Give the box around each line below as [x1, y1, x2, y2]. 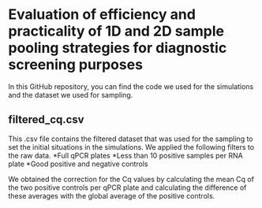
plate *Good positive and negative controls [8, 159, 148, 169]
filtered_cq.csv [8, 113, 84, 127]
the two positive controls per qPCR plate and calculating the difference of [8, 183, 247, 192]
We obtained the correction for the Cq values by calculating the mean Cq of [8, 174, 255, 184]
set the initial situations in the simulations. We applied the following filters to [8, 142, 255, 151]
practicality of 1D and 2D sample [8, 22, 225, 40]
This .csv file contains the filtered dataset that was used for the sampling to [8, 134, 253, 143]
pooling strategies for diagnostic [8, 39, 227, 57]
